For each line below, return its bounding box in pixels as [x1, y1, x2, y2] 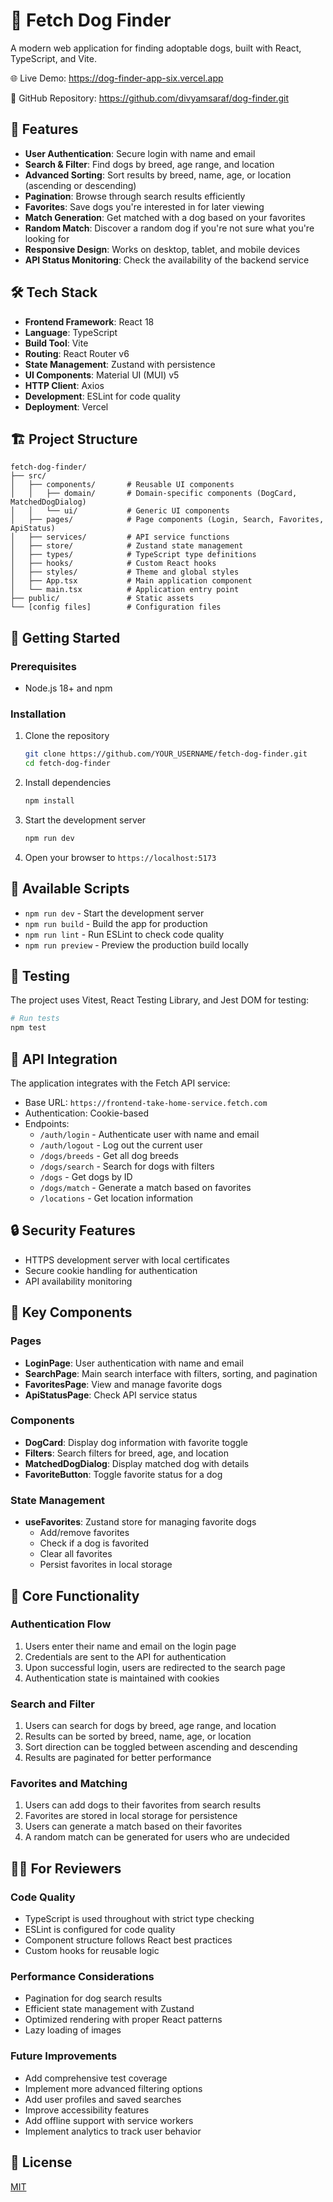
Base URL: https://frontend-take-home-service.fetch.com [24, 1097, 268, 1109]
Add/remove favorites [39, 1527, 130, 1539]
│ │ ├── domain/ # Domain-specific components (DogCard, [10, 489, 298, 499]
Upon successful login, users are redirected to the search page [24, 1661, 286, 1673]
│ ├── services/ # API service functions [10, 532, 230, 543]
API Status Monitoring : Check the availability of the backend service [24, 254, 310, 266]
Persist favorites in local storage [39, 1559, 173, 1571]
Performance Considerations [10, 1970, 155, 1984]
